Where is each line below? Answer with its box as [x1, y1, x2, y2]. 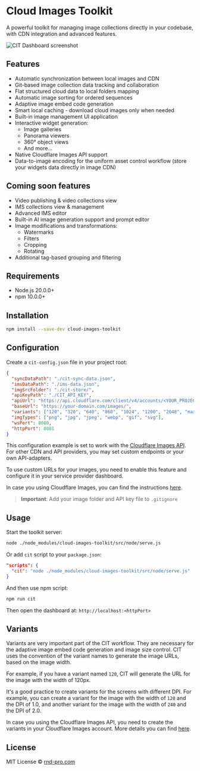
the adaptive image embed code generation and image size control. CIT [6, 646, 182, 654]
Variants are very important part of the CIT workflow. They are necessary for [6, 640, 194, 647]
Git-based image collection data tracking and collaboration [14, 81, 159, 88]
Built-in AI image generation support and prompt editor [14, 216, 150, 223]
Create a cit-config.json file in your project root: [6, 358, 127, 366]
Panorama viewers [23, 132, 70, 139]
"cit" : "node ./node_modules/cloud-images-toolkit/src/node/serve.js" [11, 568, 190, 574]
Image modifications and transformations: [14, 222, 118, 229]
